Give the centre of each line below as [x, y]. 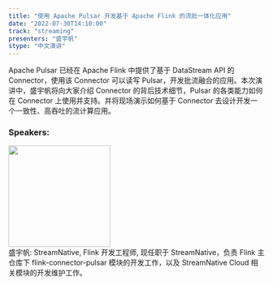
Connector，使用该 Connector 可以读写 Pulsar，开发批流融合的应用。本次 [132, 80]
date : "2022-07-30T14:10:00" [58, 24]
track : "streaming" [41, 31]
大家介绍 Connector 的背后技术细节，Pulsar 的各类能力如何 [164, 91]
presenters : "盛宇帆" [43, 39]
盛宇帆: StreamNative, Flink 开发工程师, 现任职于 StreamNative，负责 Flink [132, 253]
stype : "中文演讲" [37, 46]
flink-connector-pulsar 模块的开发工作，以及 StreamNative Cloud [140, 263]
